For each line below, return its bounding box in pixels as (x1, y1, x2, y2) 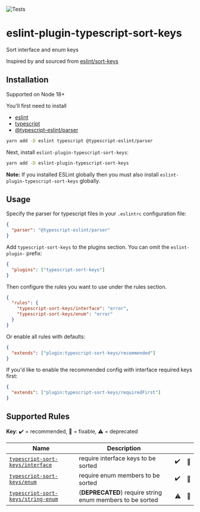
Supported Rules (6, 412, 70, 422)
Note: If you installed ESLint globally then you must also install (6, 171, 159, 178)
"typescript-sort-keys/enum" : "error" (17, 311, 113, 318)
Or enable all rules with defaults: (6, 333, 86, 340)
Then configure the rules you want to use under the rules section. (6, 283, 167, 290)
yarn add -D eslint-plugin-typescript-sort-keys (6, 160, 129, 166)
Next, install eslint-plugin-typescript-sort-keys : (6, 149, 129, 156)
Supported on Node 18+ (6, 90, 65, 98)
